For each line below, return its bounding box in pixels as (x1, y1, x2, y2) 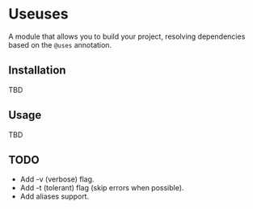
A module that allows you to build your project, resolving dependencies (8, 31, 246, 41)
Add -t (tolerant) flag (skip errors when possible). (19, 183, 184, 193)
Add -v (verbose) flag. (19, 174, 95, 184)
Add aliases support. (19, 191, 90, 202)
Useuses (8, 5, 69, 23)
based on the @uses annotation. (8, 40, 112, 49)
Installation (8, 64, 66, 77)
